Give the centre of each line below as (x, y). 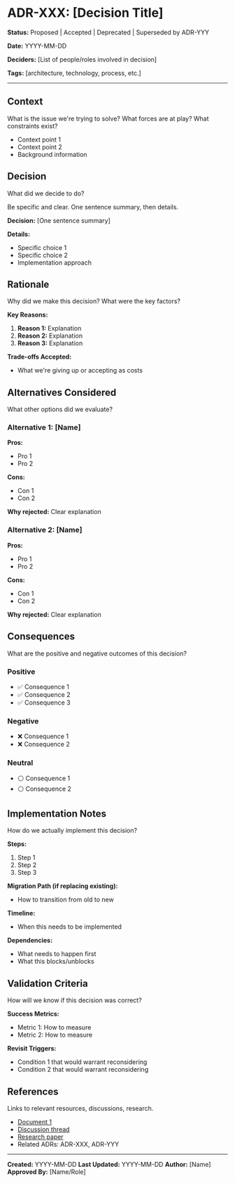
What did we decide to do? (46, 193)
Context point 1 (39, 139)
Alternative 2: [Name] (45, 530)
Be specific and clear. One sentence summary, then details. (93, 207)
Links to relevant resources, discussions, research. (80, 1108)
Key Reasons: (28, 315)
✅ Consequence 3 (44, 703)
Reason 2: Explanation (50, 336)
